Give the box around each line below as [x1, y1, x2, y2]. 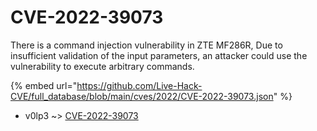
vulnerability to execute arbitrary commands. [10, 60, 195, 72]
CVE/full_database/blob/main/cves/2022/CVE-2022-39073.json [10, 90, 274, 102]
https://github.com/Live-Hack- [76, 79, 203, 91]
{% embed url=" [10, 79, 78, 91]
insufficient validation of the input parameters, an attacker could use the [10, 49, 308, 61]
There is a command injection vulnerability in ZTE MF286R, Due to [10, 39, 283, 51]
